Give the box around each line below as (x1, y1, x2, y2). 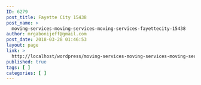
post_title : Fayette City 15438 (6, 14, 87, 20)
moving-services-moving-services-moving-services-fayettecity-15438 (11, 25, 186, 32)
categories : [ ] (6, 70, 47, 76)
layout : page (6, 42, 39, 48)
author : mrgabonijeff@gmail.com (6, 31, 87, 37)
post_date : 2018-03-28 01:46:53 (6, 37, 87, 42)
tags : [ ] (6, 64, 31, 71)
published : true (6, 59, 47, 65)
